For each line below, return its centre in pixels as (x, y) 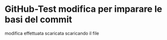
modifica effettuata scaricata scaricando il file (52, 33)
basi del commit (38, 20)
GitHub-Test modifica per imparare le (83, 9)
